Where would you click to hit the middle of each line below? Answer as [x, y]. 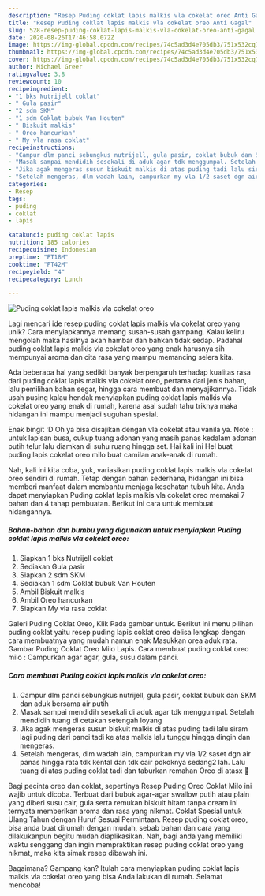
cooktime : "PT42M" [38, 264]
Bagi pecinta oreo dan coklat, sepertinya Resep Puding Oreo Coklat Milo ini [130, 786]
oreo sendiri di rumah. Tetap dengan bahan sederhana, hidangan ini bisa [126, 479]
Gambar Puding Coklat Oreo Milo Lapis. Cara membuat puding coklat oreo [129, 649]
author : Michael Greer [45, 67]
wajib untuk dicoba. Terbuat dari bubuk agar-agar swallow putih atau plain [129, 794]
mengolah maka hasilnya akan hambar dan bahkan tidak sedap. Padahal [125, 341]
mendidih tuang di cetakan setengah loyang [91, 721]
